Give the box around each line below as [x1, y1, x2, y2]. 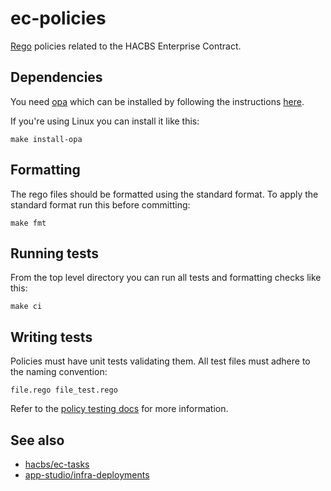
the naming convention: [10, 366, 108, 378]
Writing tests [10, 328, 93, 346]
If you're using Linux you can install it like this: [10, 115, 200, 127]
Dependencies [10, 69, 103, 86]
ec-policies [10, 7, 107, 30]
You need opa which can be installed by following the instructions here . [10, 95, 305, 107]
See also [10, 432, 65, 449]
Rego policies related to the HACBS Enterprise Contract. [10, 40, 242, 52]
